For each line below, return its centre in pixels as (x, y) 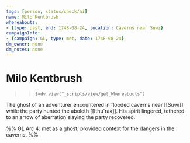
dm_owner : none (25, 44)
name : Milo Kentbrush (32, 17)
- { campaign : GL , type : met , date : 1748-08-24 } (65, 39)
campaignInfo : (23, 33)
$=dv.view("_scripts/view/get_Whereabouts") (90, 94)
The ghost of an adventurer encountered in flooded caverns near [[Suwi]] (95, 104)
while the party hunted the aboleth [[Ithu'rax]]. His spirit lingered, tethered (95, 111)
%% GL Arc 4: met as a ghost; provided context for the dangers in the (90, 128)
